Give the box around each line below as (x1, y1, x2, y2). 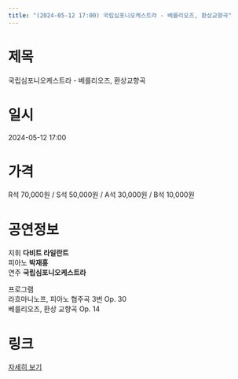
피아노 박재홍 (8, 258, 49, 268)
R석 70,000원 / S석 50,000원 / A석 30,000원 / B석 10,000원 (8, 190, 195, 199)
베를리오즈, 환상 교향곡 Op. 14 (8, 304, 101, 314)
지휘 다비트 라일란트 (8, 248, 69, 258)
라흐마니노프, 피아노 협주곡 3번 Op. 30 (8, 295, 127, 304)
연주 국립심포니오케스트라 (8, 268, 86, 277)
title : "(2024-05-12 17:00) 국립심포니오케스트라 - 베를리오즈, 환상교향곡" (8, 11, 233, 20)
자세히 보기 (8, 362, 42, 372)
